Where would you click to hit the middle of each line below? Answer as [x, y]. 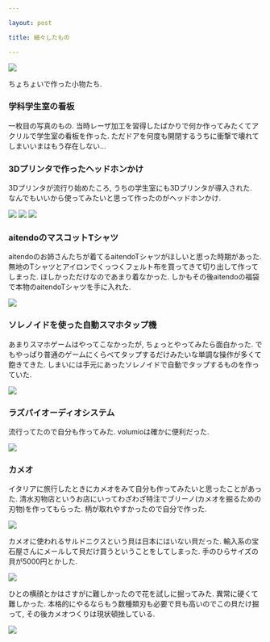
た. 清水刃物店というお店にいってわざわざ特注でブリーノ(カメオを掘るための [135, 499]
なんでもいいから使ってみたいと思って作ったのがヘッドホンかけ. [115, 198]
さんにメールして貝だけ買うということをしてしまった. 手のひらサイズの [141, 552]
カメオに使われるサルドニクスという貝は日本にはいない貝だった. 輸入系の [130, 541]
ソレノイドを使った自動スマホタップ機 [83, 325]
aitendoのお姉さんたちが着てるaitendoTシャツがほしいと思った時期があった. [135, 257]
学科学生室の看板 [42, 107]
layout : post [30, 23]
